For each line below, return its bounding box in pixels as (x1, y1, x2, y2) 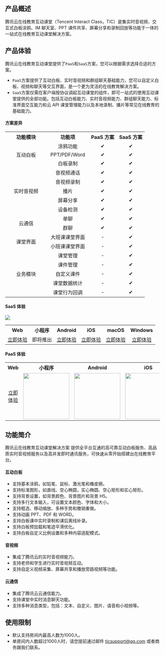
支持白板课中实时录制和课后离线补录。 (12, 518, 90, 524)
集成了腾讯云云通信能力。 (12, 590, 64, 596)
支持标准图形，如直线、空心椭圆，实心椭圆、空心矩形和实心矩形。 (12, 487, 146, 493)
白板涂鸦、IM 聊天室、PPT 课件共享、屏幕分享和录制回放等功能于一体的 (13, 25, 159, 30)
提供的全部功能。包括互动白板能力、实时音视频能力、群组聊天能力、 (16, 95, 155, 102)
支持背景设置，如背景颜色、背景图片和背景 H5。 (12, 493, 110, 499)
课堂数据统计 (53, 279, 82, 286)
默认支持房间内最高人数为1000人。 (12, 632, 82, 638)
